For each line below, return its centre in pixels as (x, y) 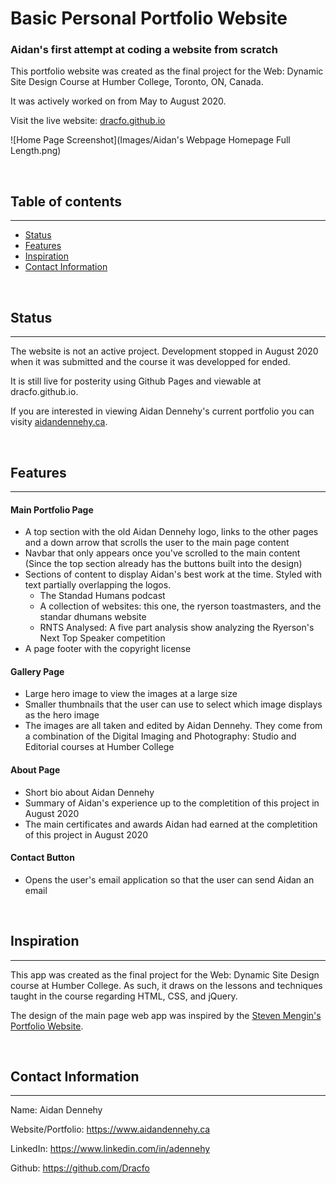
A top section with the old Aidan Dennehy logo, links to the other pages (171, 532)
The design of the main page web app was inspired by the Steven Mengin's (166, 1015)
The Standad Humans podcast (102, 596)
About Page (35, 769)
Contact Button (42, 858)
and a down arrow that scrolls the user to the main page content (157, 543)
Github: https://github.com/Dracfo (80, 1168)
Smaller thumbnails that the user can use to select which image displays (173, 704)
